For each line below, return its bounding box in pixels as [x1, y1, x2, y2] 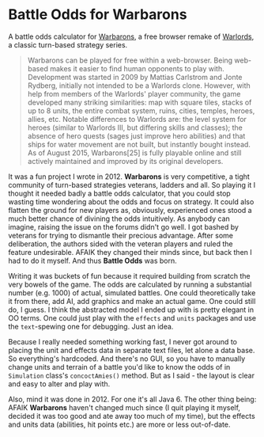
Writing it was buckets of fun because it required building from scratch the [8, 271, 251, 280]
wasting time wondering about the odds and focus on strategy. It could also [8, 196, 255, 207]
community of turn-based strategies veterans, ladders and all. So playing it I [8, 180, 256, 189]
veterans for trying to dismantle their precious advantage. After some [8, 230, 234, 240]
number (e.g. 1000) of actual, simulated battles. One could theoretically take [8, 287, 256, 298]
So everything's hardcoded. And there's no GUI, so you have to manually [8, 354, 246, 363]
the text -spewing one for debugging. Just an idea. [8, 321, 174, 331]
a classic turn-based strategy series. [8, 40, 128, 49]
